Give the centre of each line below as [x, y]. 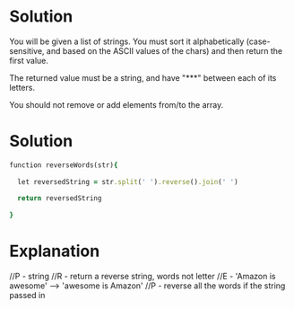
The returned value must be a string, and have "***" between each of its [143, 77]
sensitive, [27, 50]
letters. [22, 87]
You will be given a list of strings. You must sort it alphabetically [127, 41]
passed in [27, 295]
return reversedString [60, 199]
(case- [258, 41]
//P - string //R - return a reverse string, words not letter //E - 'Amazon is [143, 276]
